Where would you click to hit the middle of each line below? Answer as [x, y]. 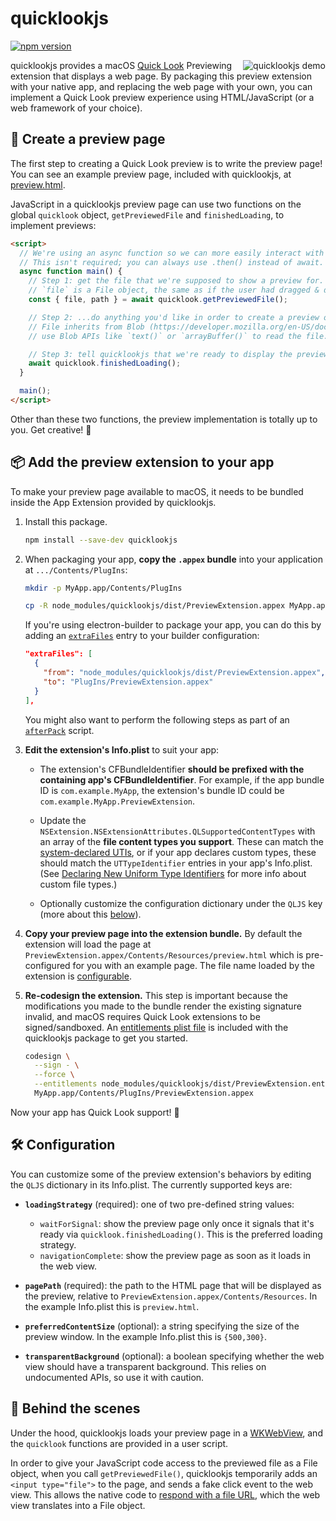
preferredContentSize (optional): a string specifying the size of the [162, 1326]
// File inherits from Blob [86, 327]
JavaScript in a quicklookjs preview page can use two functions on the [156, 204]
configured [47, 965]
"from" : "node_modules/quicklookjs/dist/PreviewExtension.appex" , [184, 673]
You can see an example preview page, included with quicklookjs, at [151, 174]
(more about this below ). [90, 914]
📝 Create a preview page [88, 139]
